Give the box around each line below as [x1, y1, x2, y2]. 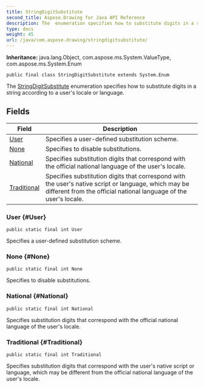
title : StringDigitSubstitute [6, 8, 83, 15]
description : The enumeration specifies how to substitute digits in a [6, 20, 194, 26]
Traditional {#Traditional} [6, 338, 83, 346]
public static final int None [6, 266, 83, 272]
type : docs [6, 25, 34, 32]
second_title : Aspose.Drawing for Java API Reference [6, 15, 146, 21]
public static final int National [6, 306, 94, 312]
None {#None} [6, 252, 50, 261]
